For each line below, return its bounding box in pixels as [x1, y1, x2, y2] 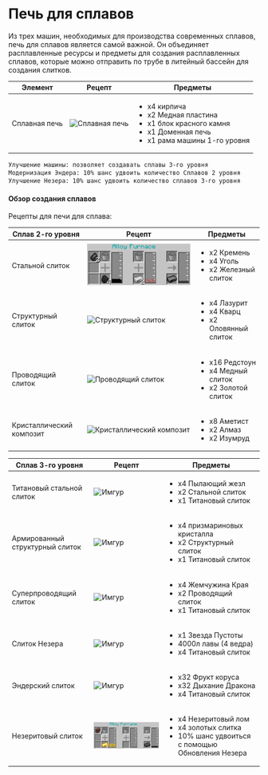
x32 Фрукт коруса [178, 672, 240, 682]
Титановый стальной [11, 483, 82, 492]
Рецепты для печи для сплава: [8, 212, 112, 221]
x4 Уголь [209, 256, 239, 266]
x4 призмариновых [178, 520, 243, 531]
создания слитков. [8, 65, 72, 74]
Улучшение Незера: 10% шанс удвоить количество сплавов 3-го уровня [8, 177, 241, 185]
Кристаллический [11, 421, 73, 430]
